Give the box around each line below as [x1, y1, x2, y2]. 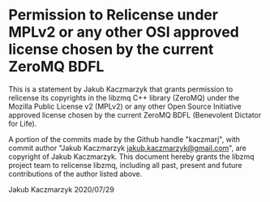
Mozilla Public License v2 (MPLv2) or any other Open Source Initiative [8, 101, 242, 111]
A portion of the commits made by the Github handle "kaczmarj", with [8, 134, 241, 144]
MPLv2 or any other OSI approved [8, 23, 239, 41]
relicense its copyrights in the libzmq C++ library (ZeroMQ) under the [8, 92, 240, 102]
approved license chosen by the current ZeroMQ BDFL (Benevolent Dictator [8, 110, 262, 119]
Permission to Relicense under [8, 6, 219, 24]
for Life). [8, 118, 37, 128]
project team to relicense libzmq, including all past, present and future [8, 160, 242, 170]
